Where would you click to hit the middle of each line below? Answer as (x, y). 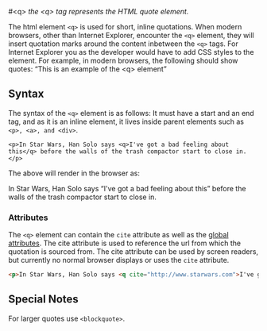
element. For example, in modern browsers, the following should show (123, 60)
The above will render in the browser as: (74, 173)
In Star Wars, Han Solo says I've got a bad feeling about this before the (127, 188)
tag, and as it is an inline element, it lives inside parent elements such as (126, 121)
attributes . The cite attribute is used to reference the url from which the (124, 243)
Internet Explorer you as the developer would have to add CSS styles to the (131, 52)
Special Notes (44, 300)
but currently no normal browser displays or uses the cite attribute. (119, 260)
